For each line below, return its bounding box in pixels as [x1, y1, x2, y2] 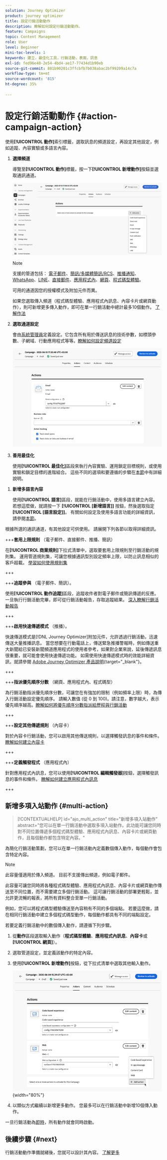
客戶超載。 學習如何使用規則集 [5, 559, 68, 565]
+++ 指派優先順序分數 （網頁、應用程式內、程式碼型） [5, 678, 115, 685]
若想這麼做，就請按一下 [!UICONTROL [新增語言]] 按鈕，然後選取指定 [12, 502, 155, 508]
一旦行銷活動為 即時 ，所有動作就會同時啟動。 [5, 1119, 97, 1125]
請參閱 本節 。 [12, 515, 39, 521]
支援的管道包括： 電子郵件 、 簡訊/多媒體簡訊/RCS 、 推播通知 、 [12, 271, 139, 277]
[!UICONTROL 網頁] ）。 [12, 939, 60, 945]
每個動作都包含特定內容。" [30, 834, 85, 840]
